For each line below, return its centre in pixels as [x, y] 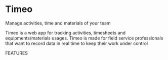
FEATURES [17, 53]
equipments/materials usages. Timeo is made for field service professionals [84, 38]
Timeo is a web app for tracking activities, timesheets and [65, 32]
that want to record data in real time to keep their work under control [77, 43]
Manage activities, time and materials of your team [58, 23]
